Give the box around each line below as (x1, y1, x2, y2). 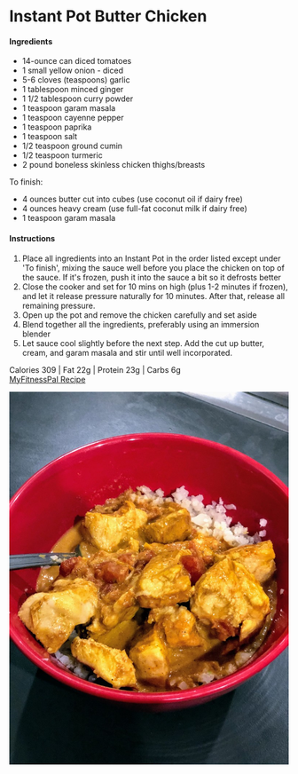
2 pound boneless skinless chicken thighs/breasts (21, 160, 206, 170)
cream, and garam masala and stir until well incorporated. (21, 347, 233, 358)
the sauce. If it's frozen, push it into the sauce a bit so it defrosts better (21, 272, 282, 282)
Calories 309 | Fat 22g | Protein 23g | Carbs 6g (9, 364, 181, 375)
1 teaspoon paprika (21, 122, 92, 132)
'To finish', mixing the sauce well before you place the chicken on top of (21, 262, 286, 272)
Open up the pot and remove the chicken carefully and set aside (21, 309, 257, 320)
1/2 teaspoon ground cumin (21, 140, 122, 152)
